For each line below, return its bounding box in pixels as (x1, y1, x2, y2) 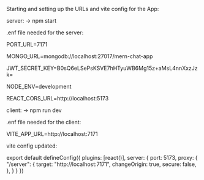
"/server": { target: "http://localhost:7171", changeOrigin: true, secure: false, (6, 160, 197, 168)
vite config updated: (6, 142, 58, 149)
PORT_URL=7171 (6, 41, 48, 48)
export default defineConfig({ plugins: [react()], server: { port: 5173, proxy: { (6, 154, 198, 161)
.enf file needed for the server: (6, 29, 84, 36)
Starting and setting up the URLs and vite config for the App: (6, 6, 159, 12)
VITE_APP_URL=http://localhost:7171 (6, 130, 98, 137)
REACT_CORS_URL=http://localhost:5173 (6, 95, 109, 102)
